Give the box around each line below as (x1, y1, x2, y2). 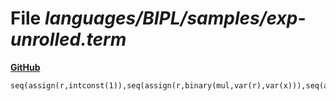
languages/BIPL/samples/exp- (44, 7, 307, 30)
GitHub (10, 61, 41, 73)
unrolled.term (10, 28, 127, 51)
